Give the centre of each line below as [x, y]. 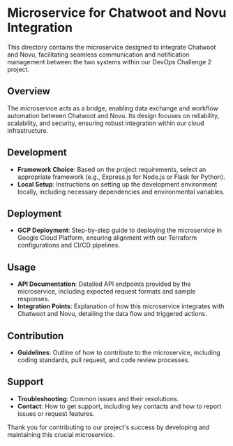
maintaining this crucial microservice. [61, 434]
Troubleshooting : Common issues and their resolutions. [98, 398]
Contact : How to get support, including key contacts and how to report [119, 406]
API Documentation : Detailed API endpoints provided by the [104, 284]
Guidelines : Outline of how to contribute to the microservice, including [119, 352]
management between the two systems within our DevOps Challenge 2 [110, 62]
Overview [29, 91]
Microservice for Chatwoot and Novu [117, 13]
